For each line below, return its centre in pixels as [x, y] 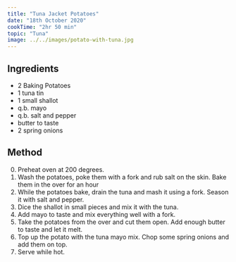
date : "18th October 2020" [47, 20]
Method [25, 152]
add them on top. [43, 244]
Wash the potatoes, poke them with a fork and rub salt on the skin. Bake [122, 177]
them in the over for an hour [58, 185]
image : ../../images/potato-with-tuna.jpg [70, 40]
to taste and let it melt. [50, 229]
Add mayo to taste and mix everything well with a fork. [97, 214]
